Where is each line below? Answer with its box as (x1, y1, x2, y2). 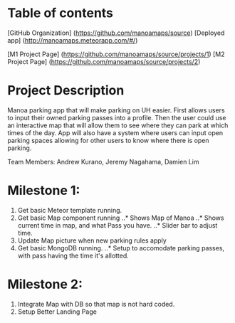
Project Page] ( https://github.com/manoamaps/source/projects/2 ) (7, 57, 201, 65)
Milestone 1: (7, 183, 80, 198)
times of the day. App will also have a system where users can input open (7, 128, 223, 137)
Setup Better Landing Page (17, 307, 98, 316)
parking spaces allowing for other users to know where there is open (7, 136, 209, 144)
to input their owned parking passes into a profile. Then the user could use (7, 113, 226, 122)
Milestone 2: (7, 276, 83, 292)
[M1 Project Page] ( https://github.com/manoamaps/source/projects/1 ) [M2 (7, 50, 226, 58)
